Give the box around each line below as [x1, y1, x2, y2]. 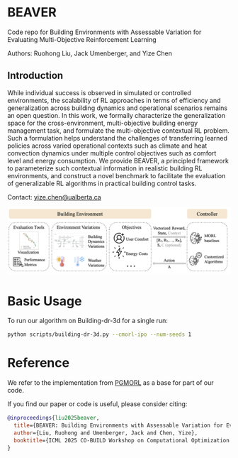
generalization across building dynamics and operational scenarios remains [7, 104, 228, 112]
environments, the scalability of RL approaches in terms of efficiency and [7, 96, 221, 104]
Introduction [7, 70, 64, 82]
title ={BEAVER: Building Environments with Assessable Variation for [13, 422, 223, 429]
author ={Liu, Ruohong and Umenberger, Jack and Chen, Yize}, [13, 429, 198, 437]
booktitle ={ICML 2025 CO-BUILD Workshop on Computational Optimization [13, 437, 230, 444]
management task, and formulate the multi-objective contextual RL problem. [7, 126, 230, 135]
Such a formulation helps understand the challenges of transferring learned [7, 133, 228, 142]
